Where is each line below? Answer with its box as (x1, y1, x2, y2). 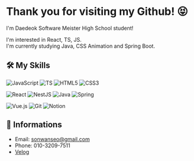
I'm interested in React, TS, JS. (6, 36, 82, 43)
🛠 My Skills (6, 60, 51, 70)
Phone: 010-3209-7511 (14, 142, 70, 149)
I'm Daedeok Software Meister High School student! (6, 24, 134, 32)
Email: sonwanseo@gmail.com (14, 135, 90, 143)
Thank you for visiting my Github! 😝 (6, 5, 189, 18)
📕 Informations (6, 120, 62, 130)
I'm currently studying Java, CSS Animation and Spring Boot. (6, 42, 155, 49)
